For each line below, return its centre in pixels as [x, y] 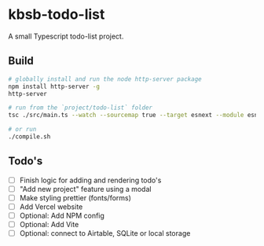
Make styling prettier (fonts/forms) [75, 197]
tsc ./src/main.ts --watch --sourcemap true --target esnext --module [126, 116]
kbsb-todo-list [57, 15]
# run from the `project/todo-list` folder [81, 108]
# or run [22, 130]
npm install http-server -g [54, 86]
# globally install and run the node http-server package [105, 79]
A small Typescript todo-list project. [66, 36]
